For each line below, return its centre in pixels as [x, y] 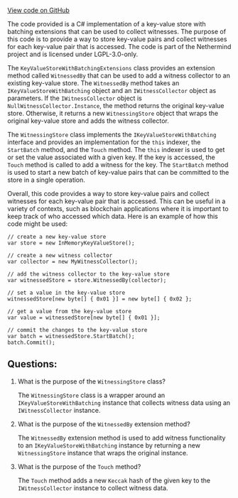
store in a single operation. [46, 180]
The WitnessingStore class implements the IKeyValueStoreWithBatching [112, 135]
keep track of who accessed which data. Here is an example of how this [113, 216]
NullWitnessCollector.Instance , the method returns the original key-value [116, 105]
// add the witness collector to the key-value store [89, 274]
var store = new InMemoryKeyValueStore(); [71, 243]
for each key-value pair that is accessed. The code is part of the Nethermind [119, 47]
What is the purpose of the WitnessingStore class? [91, 381]
